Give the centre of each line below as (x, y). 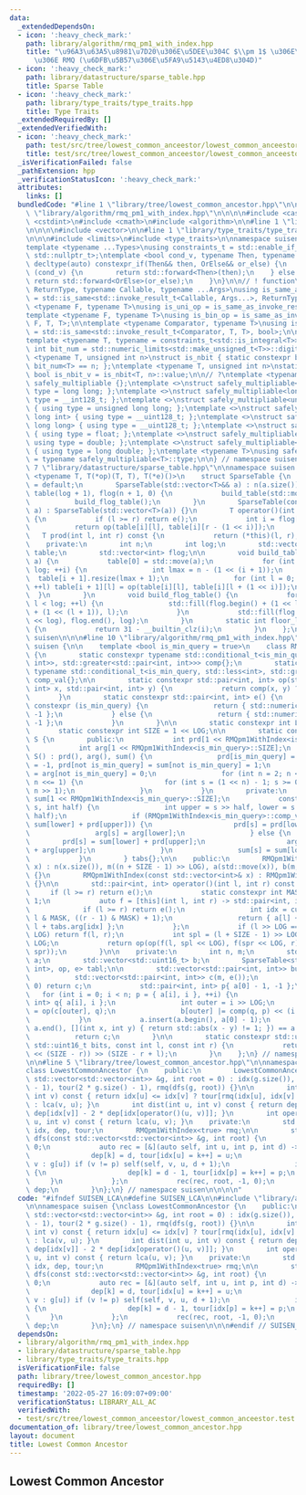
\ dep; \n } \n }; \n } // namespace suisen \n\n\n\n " (134, 1190)
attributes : (41, 188)
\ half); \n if (83, 816)
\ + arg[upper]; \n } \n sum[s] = (148, 850)
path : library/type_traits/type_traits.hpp (110, 103)
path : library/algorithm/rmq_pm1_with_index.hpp (120, 43)
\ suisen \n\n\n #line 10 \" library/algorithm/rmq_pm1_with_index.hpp (158, 637)
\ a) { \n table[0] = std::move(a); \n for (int (161, 561)
